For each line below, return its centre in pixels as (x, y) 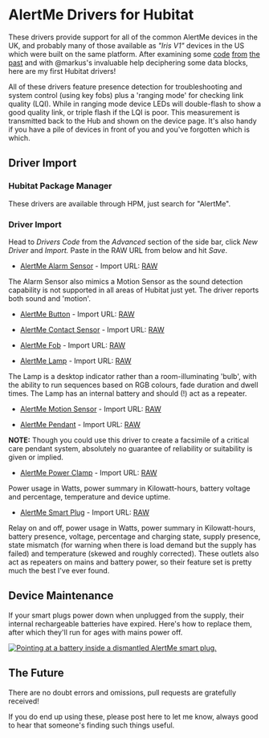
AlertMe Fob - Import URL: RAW (73, 345)
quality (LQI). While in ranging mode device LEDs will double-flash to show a (135, 104)
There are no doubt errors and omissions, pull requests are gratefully (122, 692)
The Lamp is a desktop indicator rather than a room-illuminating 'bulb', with (132, 376)
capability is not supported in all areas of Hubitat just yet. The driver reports (134, 290)
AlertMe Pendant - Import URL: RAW (80, 424)
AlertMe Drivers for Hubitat (101, 15)
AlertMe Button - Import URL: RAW (77, 314)
